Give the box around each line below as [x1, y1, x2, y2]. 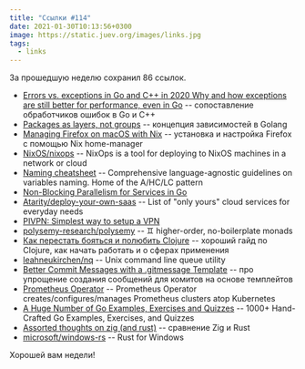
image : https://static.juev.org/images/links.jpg [9, 30, 202, 39]
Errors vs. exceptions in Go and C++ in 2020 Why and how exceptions [22, 90, 287, 101]
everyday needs [22, 206, 84, 217]
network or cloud [22, 158, 87, 169]
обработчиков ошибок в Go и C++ [22, 109, 157, 120]
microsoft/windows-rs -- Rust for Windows [22, 332, 185, 343]
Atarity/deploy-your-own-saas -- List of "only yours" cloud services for [22, 197, 290, 208]
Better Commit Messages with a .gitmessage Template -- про [22, 264, 254, 275]
